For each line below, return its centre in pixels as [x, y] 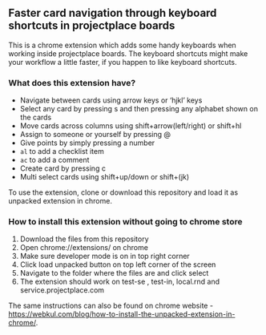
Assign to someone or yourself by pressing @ [95, 135]
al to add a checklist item [62, 151]
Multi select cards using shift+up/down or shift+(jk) [105, 177]
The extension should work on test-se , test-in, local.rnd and [120, 282]
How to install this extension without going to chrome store [125, 222]
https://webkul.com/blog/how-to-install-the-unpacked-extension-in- [122, 314]
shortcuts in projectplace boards [92, 26]
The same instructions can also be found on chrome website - [111, 306]
